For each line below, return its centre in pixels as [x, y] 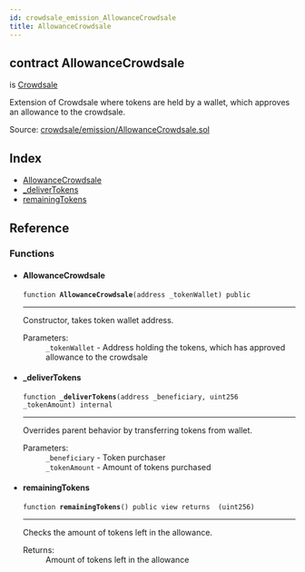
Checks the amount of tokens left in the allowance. [118, 533]
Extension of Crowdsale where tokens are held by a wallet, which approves [150, 103]
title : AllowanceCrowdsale [60, 26]
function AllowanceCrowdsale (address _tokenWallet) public [137, 295]
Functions [32, 253]
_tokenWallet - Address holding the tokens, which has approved [165, 347]
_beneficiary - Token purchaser [105, 457]
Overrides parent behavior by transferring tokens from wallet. [137, 430]
